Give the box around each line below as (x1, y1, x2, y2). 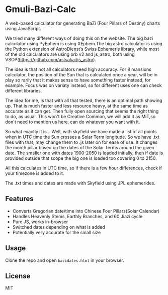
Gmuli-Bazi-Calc (5, 4, 76, 15)
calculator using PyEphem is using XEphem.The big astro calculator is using (5, 40, 162, 46)
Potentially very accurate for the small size (12, 229, 101, 235)
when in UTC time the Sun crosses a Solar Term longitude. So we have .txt (5, 134, 159, 140)
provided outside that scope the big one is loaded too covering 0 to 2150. (5, 155, 157, 161)
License (5, 271, 31, 280)
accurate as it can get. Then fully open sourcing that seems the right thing (5, 108, 159, 114)
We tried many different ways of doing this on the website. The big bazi (5, 35, 153, 41)
